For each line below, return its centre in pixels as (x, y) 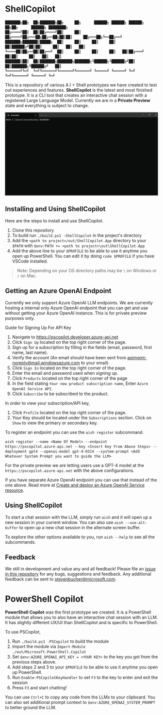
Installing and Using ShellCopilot (55, 209)
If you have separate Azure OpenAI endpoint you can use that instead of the (81, 480)
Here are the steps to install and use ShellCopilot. (54, 221)
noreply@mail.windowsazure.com (46, 363)
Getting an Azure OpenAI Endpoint (58, 291)
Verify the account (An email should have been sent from (69, 357)
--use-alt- (136, 523)
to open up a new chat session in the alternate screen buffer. (80, 527)
